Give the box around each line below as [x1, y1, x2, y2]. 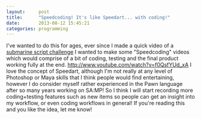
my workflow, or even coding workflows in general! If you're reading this [6, 100, 185, 107]
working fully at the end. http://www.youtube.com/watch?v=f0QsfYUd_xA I [6, 61, 192, 69]
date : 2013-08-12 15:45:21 [6, 20, 90, 26]
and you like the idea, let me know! [6, 106, 92, 113]
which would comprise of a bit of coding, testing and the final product [6, 55, 179, 62]
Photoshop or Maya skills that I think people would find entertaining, [6, 74, 175, 81]
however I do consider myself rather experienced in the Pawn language [6, 81, 183, 88]
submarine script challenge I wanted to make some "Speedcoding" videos [6, 49, 190, 56]
